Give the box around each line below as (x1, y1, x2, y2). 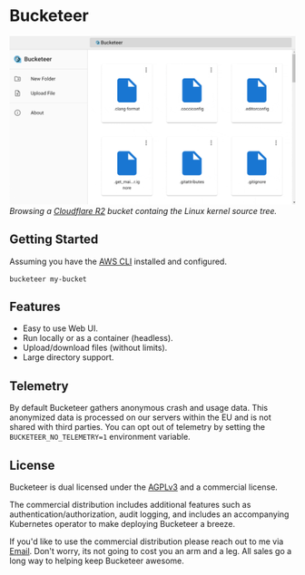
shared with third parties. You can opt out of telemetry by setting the (9, 422, 266, 433)
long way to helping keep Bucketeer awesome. (9, 555, 184, 566)
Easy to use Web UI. (22, 323, 98, 334)
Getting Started (9, 232, 99, 248)
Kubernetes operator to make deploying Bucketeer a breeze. (9, 518, 236, 529)
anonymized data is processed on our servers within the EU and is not (9, 412, 272, 423)
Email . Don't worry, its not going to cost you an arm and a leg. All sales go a (9, 545, 292, 556)
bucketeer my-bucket (9, 274, 88, 284)
